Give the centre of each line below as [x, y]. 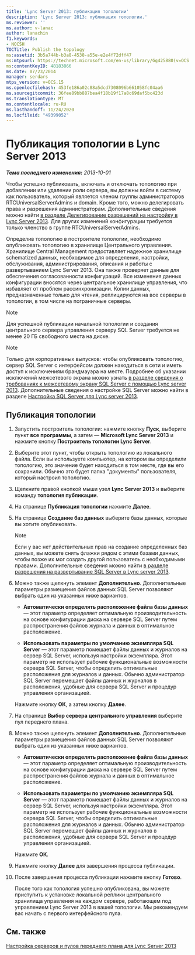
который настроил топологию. [53, 477]
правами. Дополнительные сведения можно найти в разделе [91, 565]
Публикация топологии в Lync [83, 144]
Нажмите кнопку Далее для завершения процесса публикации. [95, 866]
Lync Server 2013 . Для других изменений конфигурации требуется [89, 221]
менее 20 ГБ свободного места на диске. [58, 336]
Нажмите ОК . [31, 854]
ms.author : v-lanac [30, 28]
